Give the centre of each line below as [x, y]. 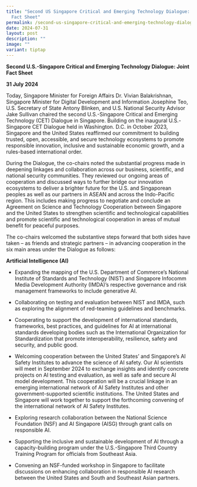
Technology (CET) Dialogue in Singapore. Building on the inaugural [87, 120]
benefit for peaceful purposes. [43, 225]
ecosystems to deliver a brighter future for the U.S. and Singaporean [89, 188]
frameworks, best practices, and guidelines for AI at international [93, 326]
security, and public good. [46, 345]
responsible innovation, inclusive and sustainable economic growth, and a [95, 145]
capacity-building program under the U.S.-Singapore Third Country [96, 448]
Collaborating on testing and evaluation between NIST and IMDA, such [100, 302]
